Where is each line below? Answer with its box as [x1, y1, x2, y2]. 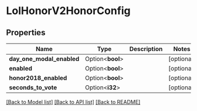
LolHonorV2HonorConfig [6, 4, 131, 18]
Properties [6, 28, 46, 38]
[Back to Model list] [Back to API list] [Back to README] [6, 99, 141, 105]
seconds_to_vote [9, 83, 57, 92]
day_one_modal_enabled [9, 55, 80, 63]
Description [129, 45, 163, 53]
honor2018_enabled [9, 74, 67, 82]
